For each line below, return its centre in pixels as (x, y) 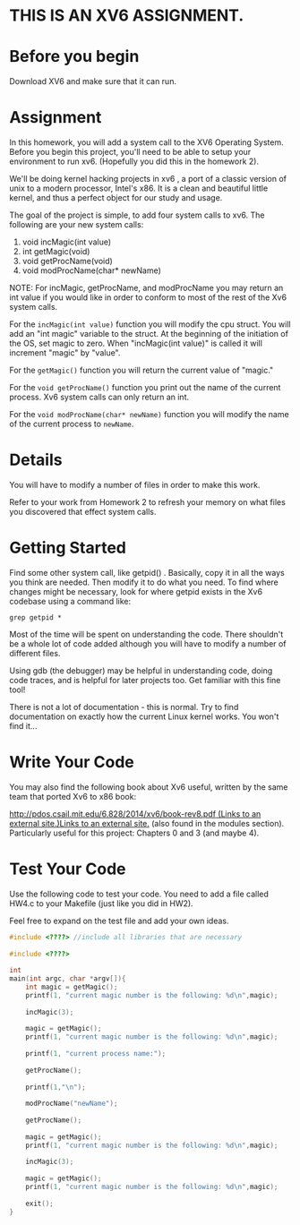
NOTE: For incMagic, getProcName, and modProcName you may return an (146, 288)
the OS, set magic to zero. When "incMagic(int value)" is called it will (136, 343)
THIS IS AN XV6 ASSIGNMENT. (127, 16)
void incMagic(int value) (67, 242)
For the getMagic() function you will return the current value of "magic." (141, 370)
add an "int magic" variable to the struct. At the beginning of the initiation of (149, 334)
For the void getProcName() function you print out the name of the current (145, 388)
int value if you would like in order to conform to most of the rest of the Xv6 (148, 297)
